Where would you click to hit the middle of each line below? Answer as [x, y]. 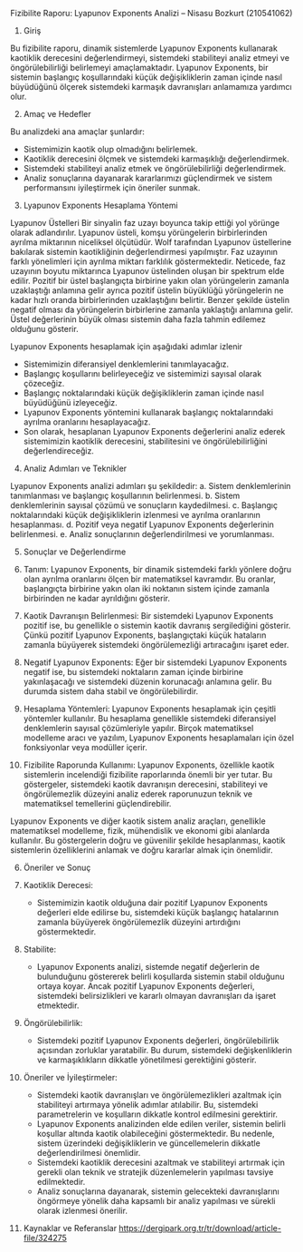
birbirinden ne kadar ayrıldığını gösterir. [97, 598]
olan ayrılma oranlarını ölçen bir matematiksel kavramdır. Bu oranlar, [150, 579]
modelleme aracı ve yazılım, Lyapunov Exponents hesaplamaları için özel [159, 738]
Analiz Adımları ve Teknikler [75, 468]
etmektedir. [58, 1005]
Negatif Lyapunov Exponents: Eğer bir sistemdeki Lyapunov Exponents [155, 662]
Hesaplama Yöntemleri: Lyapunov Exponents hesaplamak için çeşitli [150, 709]
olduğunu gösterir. [45, 329]
